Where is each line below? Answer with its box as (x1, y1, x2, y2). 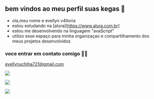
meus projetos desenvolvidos (12, 38, 71, 44)
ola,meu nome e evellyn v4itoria (12, 17, 76, 23)
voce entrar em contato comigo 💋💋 (5, 50, 88, 57)
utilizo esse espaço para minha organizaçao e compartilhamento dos (12, 33, 150, 39)
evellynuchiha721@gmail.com (5, 61, 64, 67)
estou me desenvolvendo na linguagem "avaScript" (12, 28, 114, 34)
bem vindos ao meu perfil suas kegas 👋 (5, 5, 126, 13)
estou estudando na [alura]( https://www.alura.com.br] (12, 23, 120, 28)
